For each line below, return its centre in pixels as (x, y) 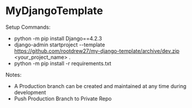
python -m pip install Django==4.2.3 (58, 38)
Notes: (14, 75)
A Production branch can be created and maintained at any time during (100, 86)
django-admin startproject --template (59, 45)
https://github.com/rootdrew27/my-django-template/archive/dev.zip (97, 50)
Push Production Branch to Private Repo (63, 99)
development (30, 92)
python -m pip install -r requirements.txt (62, 63)
